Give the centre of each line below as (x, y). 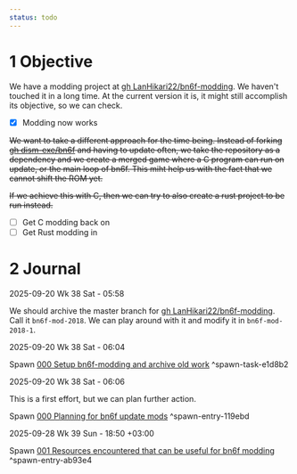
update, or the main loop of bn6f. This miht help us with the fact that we (141, 168)
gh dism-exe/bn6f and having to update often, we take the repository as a (145, 150)
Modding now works (60, 122)
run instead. (31, 205)
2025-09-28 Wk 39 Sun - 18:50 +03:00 (82, 433)
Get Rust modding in (60, 232)
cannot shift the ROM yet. (56, 178)
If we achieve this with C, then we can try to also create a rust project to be (147, 195)
